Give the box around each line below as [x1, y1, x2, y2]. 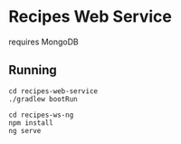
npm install [8, 118, 53, 128]
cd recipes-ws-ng [8, 110, 74, 120]
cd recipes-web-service [8, 86, 99, 96]
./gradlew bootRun [8, 94, 78, 103]
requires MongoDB [8, 36, 79, 47]
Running [8, 62, 58, 78]
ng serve [8, 126, 42, 135]
